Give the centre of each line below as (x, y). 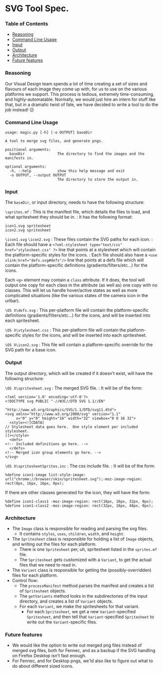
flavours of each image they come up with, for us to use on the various (76, 89)
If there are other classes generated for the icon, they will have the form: (78, 492)
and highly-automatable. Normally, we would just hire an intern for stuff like (80, 99)
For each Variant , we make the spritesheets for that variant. (79, 606)
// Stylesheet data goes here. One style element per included (72, 427)
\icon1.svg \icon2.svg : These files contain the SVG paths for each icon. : (79, 239)
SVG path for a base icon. (31, 350)
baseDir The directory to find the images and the (77, 154)
